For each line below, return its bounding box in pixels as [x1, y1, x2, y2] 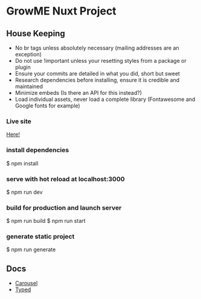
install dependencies [6, 146, 69, 155]
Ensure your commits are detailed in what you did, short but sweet [14, 70, 180, 77]
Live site [6, 117, 31, 125]
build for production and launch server [6, 204, 122, 212]
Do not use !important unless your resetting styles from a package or [14, 57, 187, 64]
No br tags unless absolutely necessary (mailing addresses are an [14, 44, 179, 51]
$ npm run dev [6, 188, 43, 196]
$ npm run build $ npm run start [6, 217, 86, 225]
